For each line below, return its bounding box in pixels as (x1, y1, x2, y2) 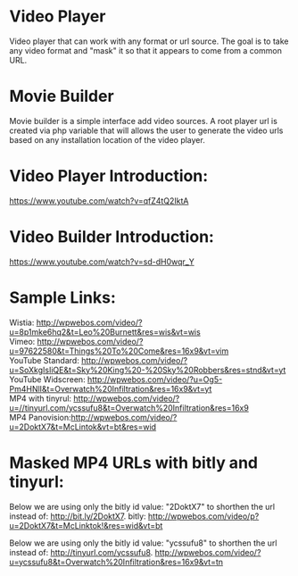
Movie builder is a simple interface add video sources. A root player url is (9, 115, 278, 126)
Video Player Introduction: (9, 166, 208, 187)
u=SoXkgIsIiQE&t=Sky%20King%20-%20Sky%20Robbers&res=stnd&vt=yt (9, 364, 286, 375)
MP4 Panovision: (9, 412, 71, 422)
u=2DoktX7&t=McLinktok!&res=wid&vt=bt (9, 520, 163, 530)
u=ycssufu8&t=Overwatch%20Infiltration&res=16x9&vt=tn (9, 556, 224, 567)
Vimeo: (9, 336, 36, 346)
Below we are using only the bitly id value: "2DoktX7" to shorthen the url (9, 501, 275, 512)
